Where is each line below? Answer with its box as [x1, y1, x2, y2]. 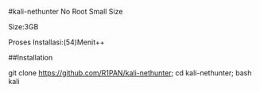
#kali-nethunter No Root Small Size [8, 7, 123, 16]
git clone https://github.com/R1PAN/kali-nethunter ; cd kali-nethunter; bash [8, 68, 252, 78]
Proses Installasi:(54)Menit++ [8, 37, 105, 47]
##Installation [8, 53, 53, 62]
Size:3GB [8, 22, 39, 31]
